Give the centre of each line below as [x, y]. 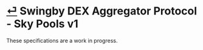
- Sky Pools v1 [43, 24]
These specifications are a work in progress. [62, 40]
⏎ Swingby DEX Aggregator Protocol [102, 11]
